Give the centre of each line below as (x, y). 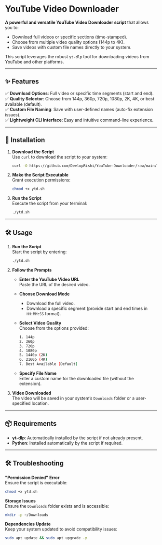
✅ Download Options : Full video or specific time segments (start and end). (79, 93)
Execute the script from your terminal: (50, 203)
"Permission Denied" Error (32, 477)
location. (40, 403)
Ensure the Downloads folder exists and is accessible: (57, 506)
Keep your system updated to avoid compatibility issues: (61, 529)
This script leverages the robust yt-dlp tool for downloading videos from (77, 56)
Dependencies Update (28, 524)
